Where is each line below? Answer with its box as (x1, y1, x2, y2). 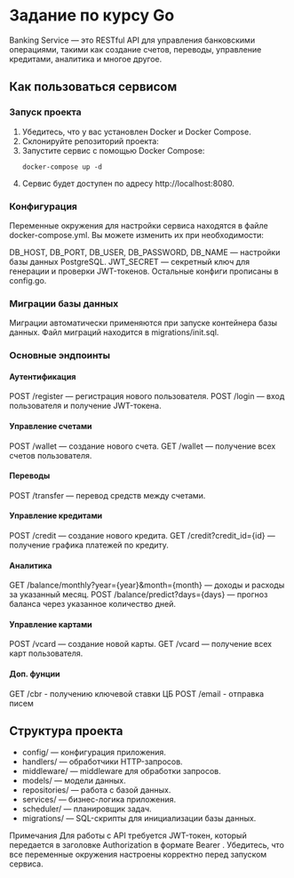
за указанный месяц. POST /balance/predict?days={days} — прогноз (9, 589, 268, 600)
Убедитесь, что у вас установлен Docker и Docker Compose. (21, 126, 251, 137)
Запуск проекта (9, 106, 82, 118)
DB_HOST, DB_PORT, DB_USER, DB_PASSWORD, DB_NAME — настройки (9, 246, 281, 258)
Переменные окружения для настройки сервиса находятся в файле (9, 219, 268, 231)
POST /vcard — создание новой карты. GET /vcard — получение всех (9, 639, 273, 650)
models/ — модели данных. (21, 775, 126, 786)
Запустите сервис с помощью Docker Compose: (21, 145, 205, 156)
